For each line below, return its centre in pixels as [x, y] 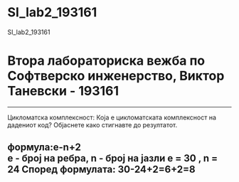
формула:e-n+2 [44, 148]
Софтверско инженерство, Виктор [116, 76]
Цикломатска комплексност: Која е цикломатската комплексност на [112, 117]
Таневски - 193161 [63, 91]
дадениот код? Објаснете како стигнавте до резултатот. [92, 124]
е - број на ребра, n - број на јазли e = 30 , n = [113, 158]
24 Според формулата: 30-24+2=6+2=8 [101, 170]
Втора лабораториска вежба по [106, 61]
